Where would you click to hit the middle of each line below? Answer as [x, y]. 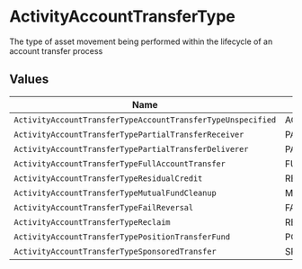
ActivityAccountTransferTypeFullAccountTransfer [120, 163]
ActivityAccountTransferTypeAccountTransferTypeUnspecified [145, 120]
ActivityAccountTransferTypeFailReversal [104, 207]
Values [29, 80]
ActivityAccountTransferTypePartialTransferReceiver [129, 134]
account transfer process [56, 50]
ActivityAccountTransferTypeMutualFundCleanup [115, 193]
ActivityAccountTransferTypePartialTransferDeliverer [131, 149]
